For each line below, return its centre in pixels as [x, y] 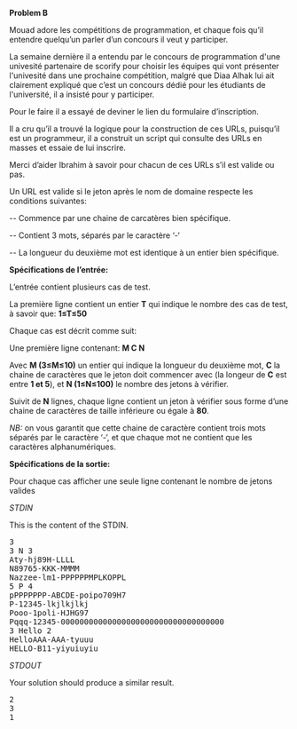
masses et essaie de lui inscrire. [68, 147]
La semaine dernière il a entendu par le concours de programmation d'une [145, 56]
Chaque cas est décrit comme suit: [73, 331]
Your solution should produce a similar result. [92, 682]
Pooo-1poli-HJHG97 [49, 613]
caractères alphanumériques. [63, 447]
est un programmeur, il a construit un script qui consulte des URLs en [136, 138]
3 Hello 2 [30, 631]
